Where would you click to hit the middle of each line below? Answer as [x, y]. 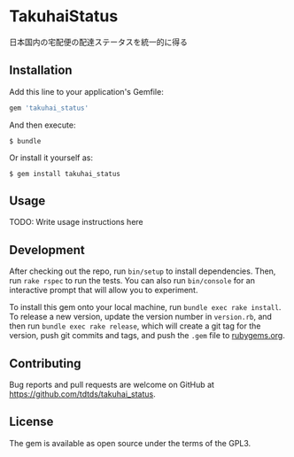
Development [47, 250]
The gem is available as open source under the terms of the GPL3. [130, 443]
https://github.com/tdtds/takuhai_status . [83, 394]
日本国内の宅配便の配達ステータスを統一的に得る [98, 42]
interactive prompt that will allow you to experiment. [104, 290]
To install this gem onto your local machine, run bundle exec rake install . [145, 307]
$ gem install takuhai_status [65, 174]
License [31, 422]
